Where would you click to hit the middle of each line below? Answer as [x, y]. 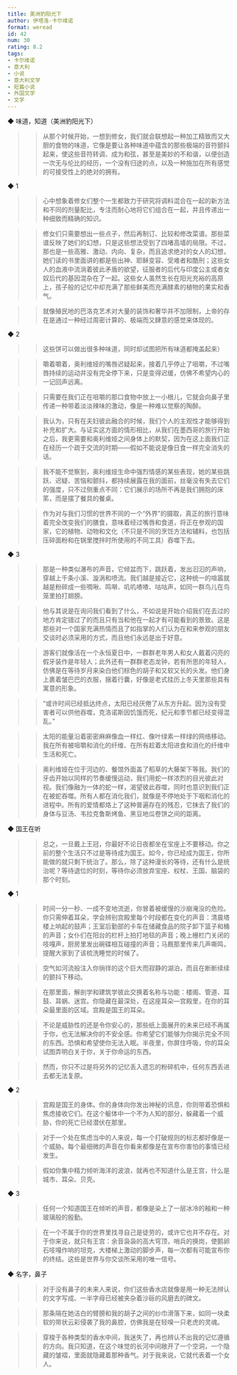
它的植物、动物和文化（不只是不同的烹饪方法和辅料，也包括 [142, 531]
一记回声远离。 [64, 382]
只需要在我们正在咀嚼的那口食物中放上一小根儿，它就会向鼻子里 [136, 397]
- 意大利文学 [24, 80]
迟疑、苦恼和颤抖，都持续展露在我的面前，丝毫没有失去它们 [142, 480]
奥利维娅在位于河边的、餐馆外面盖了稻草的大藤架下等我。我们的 [136, 769]
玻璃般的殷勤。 [64, 1217]
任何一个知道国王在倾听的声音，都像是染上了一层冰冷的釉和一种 [136, 1208]
